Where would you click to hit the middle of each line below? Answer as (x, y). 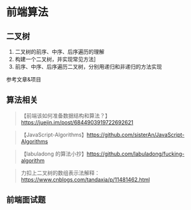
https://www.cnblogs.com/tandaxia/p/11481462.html (85, 179)
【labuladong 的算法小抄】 (54, 154)
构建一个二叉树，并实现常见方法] (55, 59)
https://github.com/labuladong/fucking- (135, 154)
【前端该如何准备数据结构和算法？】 (66, 115)
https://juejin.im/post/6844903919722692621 (77, 122)
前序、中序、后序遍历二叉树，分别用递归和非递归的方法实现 (88, 67)
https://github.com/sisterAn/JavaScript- (136, 135)
